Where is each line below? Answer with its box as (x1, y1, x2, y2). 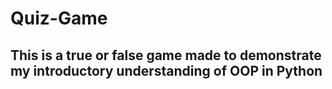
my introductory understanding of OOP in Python (10, 62, 323, 79)
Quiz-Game (10, 7, 108, 30)
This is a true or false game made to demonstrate (10, 47, 322, 64)
